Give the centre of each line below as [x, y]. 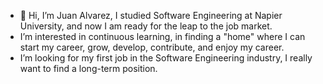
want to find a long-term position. [88, 68]
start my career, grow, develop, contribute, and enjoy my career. [152, 47]
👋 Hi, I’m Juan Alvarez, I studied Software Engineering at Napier [151, 15]
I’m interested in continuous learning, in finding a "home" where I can [162, 36]
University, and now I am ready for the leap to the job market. [146, 26]
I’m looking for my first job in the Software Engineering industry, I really [166, 58]
